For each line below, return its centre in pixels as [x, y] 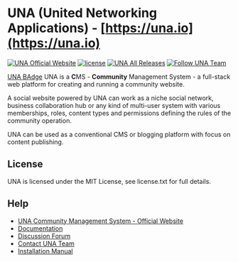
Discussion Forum [44, 236]
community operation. [40, 120]
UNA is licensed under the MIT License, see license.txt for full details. [109, 181]
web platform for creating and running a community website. [96, 84]
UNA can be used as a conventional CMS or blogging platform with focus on [119, 134]
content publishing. [36, 142]
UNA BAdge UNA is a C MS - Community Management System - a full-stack [119, 77]
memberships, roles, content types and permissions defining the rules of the [119, 113]
